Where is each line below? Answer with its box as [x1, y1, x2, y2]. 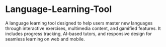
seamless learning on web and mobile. [5, 36, 85, 42]
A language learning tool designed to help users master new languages [5, 20, 153, 26]
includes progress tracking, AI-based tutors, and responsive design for [5, 30, 152, 36]
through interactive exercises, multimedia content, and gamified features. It [5, 25, 161, 31]
